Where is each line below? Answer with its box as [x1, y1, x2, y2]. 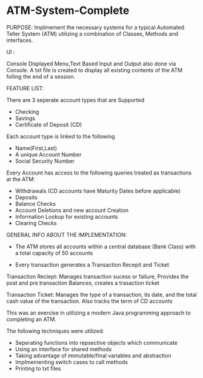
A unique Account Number [15, 151, 82, 158]
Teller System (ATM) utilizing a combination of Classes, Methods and [6, 30, 179, 37]
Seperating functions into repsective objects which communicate [15, 339, 178, 346]
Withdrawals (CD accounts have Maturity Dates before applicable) [15, 187, 181, 194]
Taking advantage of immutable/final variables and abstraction [15, 352, 171, 359]
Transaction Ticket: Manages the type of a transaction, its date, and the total [6, 291, 197, 298]
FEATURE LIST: [6, 84, 44, 91]
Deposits [15, 193, 38, 201]
